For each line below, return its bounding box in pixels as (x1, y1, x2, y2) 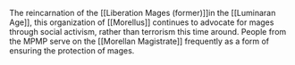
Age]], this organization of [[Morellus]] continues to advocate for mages (9, 17, 274, 28)
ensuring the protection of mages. (9, 45, 135, 56)
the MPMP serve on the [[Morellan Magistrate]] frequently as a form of (9, 36, 270, 46)
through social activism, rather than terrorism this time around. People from (9, 27, 287, 37)
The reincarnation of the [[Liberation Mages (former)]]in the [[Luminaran (9, 8, 276, 18)
